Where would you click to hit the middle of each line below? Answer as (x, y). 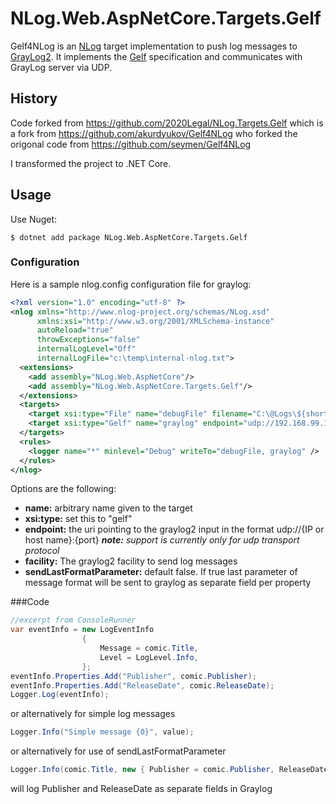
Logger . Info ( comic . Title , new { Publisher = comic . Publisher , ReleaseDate (169, 770)
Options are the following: (63, 489)
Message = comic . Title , (149, 648)
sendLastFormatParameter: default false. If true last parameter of (161, 572)
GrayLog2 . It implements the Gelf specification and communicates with (156, 56)
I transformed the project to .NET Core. (91, 163)
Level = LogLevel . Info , (149, 657)
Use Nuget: (34, 219)
